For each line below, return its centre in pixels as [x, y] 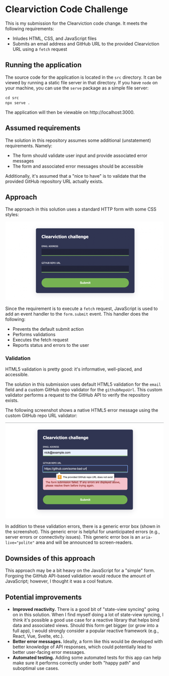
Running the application [44, 65]
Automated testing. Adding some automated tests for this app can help [87, 658]
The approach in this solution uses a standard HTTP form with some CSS [81, 209]
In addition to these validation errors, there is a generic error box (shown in [83, 527]
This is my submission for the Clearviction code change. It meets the [76, 23]
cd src [12, 98]
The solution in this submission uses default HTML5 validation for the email [83, 384]
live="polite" [20, 543]
